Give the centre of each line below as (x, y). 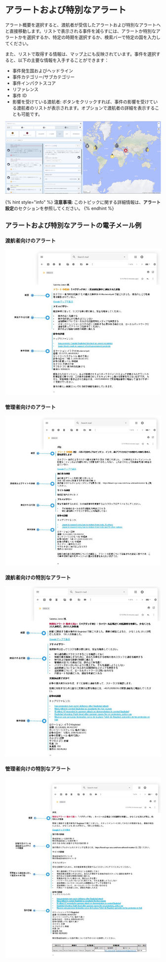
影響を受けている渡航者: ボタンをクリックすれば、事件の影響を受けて (83, 102)
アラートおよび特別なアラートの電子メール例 (73, 225)
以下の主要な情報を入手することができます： (63, 60)
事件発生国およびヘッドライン (42, 70)
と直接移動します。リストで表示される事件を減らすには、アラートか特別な (81, 31)
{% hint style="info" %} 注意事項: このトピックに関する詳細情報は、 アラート (83, 202)
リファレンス (25, 89)
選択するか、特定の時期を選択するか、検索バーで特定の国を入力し (93, 37)
